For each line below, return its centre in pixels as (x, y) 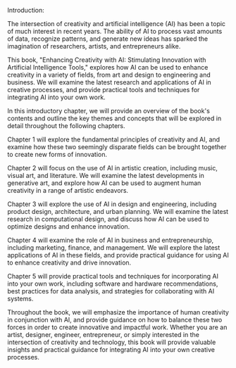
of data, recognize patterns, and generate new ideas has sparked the (108, 39)
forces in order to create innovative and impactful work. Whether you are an (117, 327)
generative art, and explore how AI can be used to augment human (104, 183)
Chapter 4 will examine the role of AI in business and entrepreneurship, (111, 240)
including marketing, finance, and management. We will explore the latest (114, 248)
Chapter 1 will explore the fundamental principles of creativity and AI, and (114, 139)
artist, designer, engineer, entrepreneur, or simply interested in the (103, 335)
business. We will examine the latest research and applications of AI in (109, 82)
